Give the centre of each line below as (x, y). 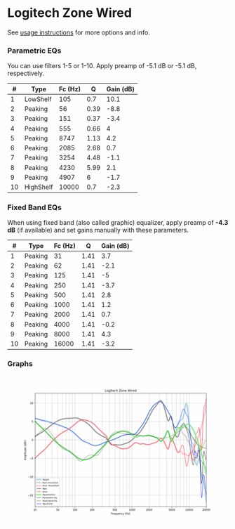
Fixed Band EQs (34, 207)
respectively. (26, 73)
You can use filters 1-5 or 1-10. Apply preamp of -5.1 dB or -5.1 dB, (102, 66)
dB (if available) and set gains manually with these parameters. (98, 230)
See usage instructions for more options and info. (79, 32)
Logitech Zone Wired (69, 13)
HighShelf (39, 187)
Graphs (20, 364)
